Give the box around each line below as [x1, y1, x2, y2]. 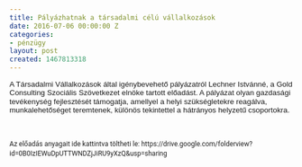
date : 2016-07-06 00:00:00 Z [9, 22, 119, 31]
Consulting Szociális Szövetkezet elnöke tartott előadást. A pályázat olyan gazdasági [9, 88, 291, 98]
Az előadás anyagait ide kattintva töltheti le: [9, 140, 140, 149]
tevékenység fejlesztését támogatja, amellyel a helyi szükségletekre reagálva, [9, 96, 268, 106]
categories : [9, 30, 54, 39]
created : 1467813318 [9, 55, 87, 64]
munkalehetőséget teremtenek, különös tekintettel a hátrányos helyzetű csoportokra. [9, 105, 290, 115]
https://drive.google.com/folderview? [141, 140, 253, 149]
